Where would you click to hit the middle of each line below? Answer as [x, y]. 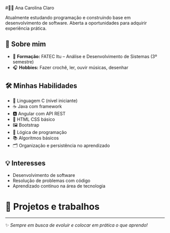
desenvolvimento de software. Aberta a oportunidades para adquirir [76, 23]
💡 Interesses [25, 164]
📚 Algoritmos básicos [36, 138]
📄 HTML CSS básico [34, 119]
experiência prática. [26, 28]
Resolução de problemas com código [51, 181]
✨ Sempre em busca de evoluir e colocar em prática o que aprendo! [77, 225]
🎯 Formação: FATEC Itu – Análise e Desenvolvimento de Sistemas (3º [85, 56]
